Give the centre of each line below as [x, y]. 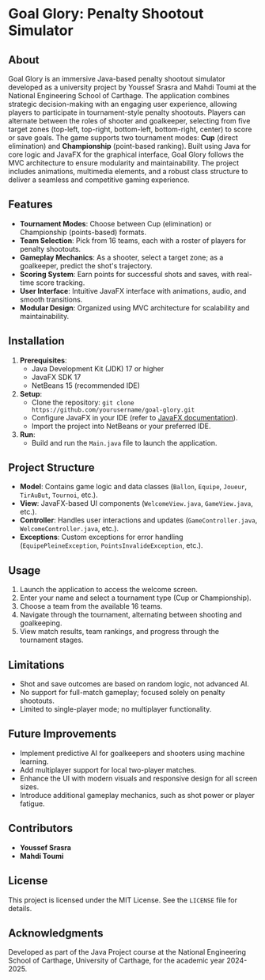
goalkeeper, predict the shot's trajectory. [86, 265]
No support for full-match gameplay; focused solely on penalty [122, 693]
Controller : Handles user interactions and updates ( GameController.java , [138, 520]
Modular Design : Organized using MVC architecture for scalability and [134, 308]
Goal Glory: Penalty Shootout [106, 14]
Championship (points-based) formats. [83, 232]
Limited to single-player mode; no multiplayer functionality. [115, 709]
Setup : [31, 393]
